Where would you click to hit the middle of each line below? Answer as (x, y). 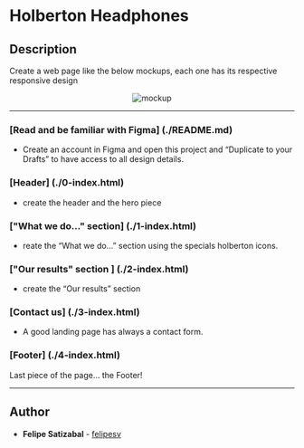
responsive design (44, 81)
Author (29, 412)
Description (43, 49)
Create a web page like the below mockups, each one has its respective (143, 71)
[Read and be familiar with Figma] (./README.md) (121, 129)
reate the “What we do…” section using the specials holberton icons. (150, 245)
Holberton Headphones (99, 16)
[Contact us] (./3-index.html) (75, 312)
